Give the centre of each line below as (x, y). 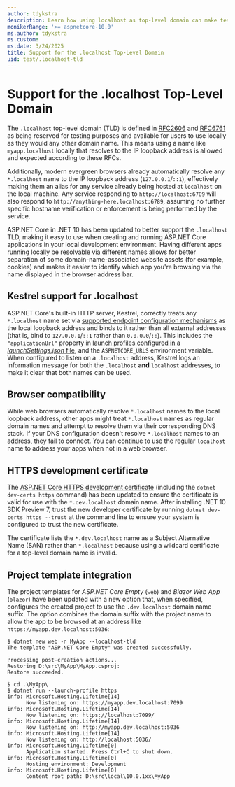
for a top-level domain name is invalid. (62, 553)
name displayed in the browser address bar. (71, 274)
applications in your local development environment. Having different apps (115, 244)
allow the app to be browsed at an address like (74, 621)
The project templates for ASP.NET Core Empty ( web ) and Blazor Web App (114, 591)
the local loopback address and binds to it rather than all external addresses (117, 328)
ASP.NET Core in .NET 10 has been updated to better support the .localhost (117, 229)
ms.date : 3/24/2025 (36, 46)
